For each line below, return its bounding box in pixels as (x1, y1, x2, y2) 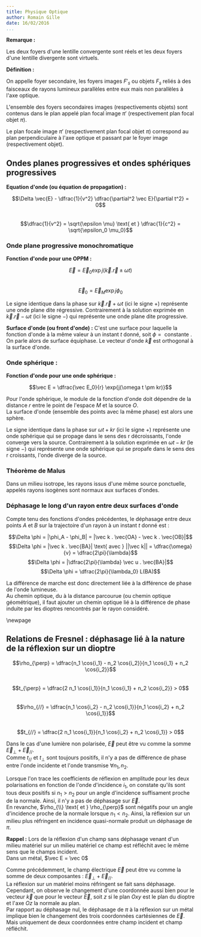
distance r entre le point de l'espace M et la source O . (6, 402, 139, 409)
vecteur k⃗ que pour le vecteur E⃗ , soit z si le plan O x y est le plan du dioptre (6, 893, 195, 900)
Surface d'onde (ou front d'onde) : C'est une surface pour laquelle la (6, 324, 178, 331)
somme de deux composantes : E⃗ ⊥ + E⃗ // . (6, 873, 113, 881)
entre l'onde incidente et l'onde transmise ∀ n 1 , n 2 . (6, 762, 129, 770)
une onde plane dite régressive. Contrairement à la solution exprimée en (6, 306, 184, 313)
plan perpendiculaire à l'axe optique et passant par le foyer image (6, 134, 168, 142)
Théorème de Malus (6, 466, 66, 475)
